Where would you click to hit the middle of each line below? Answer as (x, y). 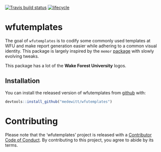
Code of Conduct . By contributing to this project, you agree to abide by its (79, 140)
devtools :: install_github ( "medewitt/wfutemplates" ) (59, 102)
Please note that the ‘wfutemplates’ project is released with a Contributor (79, 134)
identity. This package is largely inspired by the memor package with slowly (80, 51)
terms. (11, 145)
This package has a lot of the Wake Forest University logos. (66, 65)
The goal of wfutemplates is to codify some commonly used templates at (78, 40)
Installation (22, 81)
